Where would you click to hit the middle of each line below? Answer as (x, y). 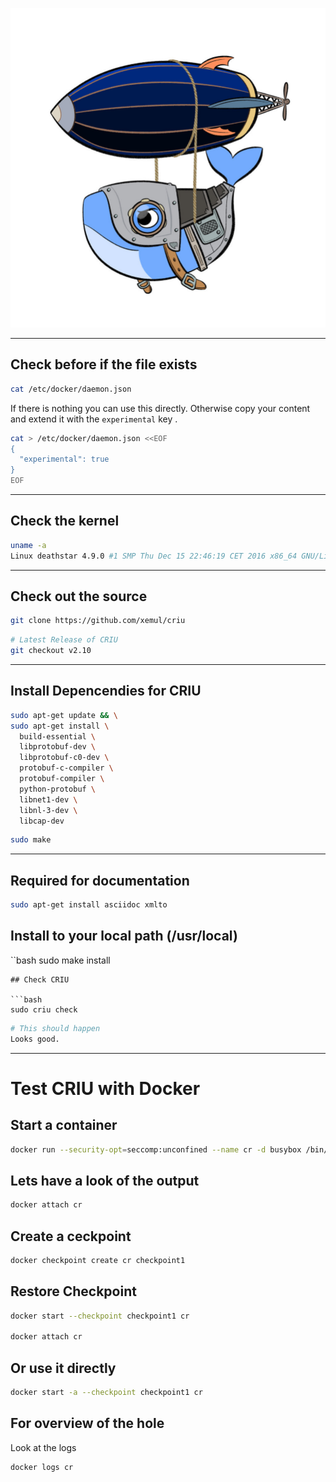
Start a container (64, 1125)
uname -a (28, 545)
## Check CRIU (40, 979)
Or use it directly (63, 1368)
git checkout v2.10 (51, 651)
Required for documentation (100, 880)
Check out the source (79, 596)
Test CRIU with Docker (105, 1088)
